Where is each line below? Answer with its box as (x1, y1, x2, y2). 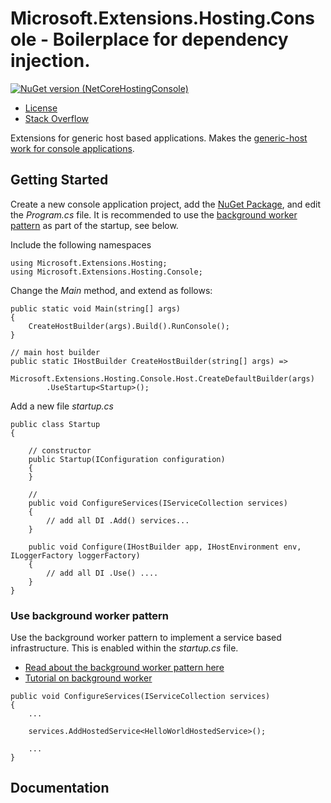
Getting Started (10, 172, 109, 189)
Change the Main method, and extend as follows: (10, 284, 213, 296)
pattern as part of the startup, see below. (10, 219, 179, 231)
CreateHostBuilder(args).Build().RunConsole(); (28, 321, 230, 331)
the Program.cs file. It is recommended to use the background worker (10, 208, 298, 221)
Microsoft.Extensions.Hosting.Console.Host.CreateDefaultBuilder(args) (10, 373, 315, 384)
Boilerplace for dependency (52, 28, 289, 51)
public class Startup (10, 419, 101, 429)
